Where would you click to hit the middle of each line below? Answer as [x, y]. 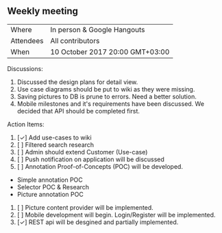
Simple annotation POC [50, 180]
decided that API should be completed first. [78, 111]
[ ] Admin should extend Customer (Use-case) [82, 152]
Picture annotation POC [50, 194]
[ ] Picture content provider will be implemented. [85, 207]
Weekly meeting [43, 11]
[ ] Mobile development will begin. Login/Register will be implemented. [116, 215]
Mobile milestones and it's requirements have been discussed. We [110, 104]
